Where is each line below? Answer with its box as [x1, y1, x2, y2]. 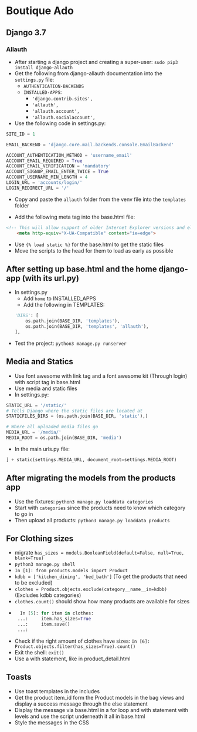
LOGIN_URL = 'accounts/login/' [6, 180, 83, 186]
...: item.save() [17, 622, 70, 627]
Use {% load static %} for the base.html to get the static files [14, 241, 164, 248]
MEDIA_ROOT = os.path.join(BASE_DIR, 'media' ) [6, 435, 122, 441]
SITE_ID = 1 [6, 131, 35, 137]
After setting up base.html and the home [6, 264, 157, 274]
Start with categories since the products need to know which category [14, 504, 186, 511]
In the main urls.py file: [14, 445, 70, 452]
